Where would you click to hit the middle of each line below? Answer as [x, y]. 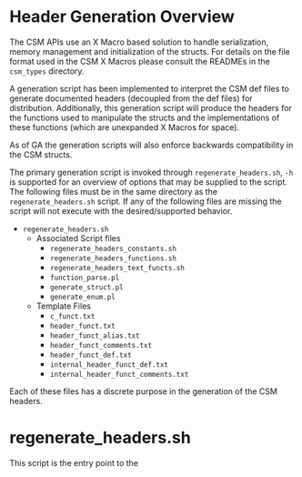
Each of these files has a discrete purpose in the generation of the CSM [143, 391]
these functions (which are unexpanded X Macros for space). [125, 127]
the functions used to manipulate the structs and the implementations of [145, 117]
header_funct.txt [82, 326]
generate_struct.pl [87, 287]
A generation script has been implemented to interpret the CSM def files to [149, 88]
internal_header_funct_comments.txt [119, 374]
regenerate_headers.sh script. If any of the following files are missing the [146, 201]
